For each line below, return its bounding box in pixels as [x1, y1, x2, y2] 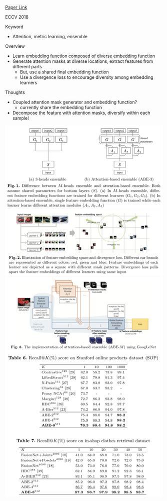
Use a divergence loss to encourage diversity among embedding [19, 74, 153, 80]
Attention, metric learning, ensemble [12, 34, 87, 39]
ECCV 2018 [5, 14, 29, 20]
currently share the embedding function [19, 105, 102, 110]
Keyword [5, 24, 23, 30]
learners [19, 80, 37, 85]
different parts [12, 64, 42, 69]
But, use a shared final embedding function [19, 69, 109, 75]
